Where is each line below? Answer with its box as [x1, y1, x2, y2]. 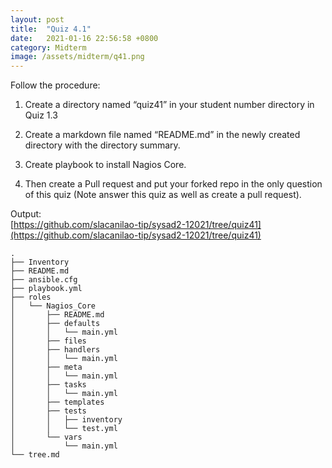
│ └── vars [10, 432, 83, 443]
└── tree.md [10, 450, 60, 460]
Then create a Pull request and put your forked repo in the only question [24, 178, 323, 190]
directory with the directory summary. [24, 139, 181, 151]
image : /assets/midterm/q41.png [10, 52, 145, 62]
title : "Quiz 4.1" [10, 24, 92, 34]
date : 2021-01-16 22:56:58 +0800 [10, 33, 159, 43]
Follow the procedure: [10, 79, 101, 91]
